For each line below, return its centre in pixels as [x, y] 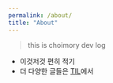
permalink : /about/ [40, 15]
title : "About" [33, 23]
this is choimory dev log [66, 45]
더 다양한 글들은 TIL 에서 [56, 70]
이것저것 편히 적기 [47, 61]
